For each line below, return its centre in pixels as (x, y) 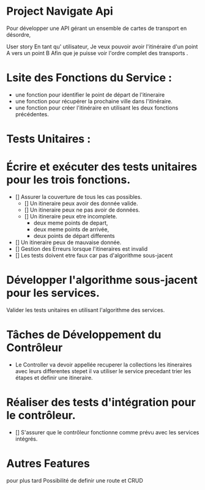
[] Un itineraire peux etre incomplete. (71, 216)
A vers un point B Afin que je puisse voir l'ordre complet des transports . (97, 53)
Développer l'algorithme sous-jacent (102, 280)
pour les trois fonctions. (69, 180)
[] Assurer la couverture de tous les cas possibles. (79, 197)
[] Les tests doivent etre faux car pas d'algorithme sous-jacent (94, 255)
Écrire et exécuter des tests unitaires (102, 167)
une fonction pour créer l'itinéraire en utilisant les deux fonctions (97, 108)
